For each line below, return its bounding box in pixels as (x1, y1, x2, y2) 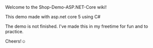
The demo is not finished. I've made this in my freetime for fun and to (5, 23, 148, 29)
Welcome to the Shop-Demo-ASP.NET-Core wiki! (5, 4, 107, 10)
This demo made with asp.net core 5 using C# (5, 14, 101, 19)
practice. (5, 29, 24, 34)
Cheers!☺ (5, 38, 26, 44)
